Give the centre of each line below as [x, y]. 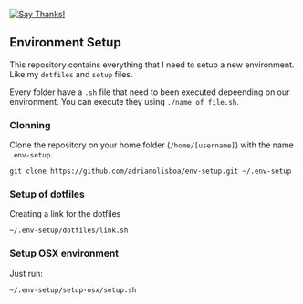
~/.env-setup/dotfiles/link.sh [69, 231]
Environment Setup [65, 42]
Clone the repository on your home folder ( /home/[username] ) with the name [151, 145]
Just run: [26, 273]
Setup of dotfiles [47, 194]
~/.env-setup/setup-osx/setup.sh [73, 290]
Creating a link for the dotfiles [65, 214]
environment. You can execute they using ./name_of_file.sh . [124, 101]
